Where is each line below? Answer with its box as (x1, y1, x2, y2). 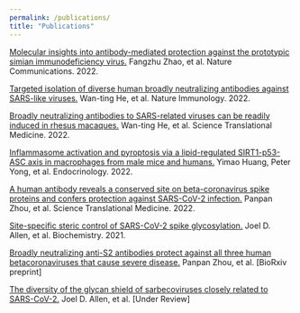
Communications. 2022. (9, 65, 99, 77)
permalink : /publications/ (9, 13, 111, 23)
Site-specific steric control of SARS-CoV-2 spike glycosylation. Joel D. (9, 220, 271, 231)
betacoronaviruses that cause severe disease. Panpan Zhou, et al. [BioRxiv (9, 256, 287, 267)
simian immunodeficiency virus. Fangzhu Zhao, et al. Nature (9, 56, 232, 67)
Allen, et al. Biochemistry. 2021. (9, 229, 126, 240)
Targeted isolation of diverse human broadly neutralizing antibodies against (9, 83, 290, 94)
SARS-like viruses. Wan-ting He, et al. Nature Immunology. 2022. (9, 92, 250, 104)
